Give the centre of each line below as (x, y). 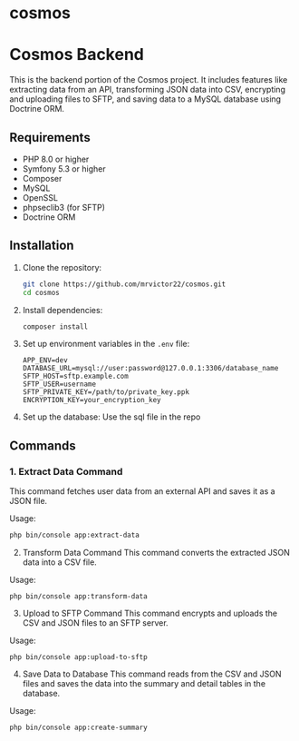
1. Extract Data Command (66, 471)
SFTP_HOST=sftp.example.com (75, 376)
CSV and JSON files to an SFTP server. (96, 622)
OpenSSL (40, 197)
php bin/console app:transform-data (78, 596)
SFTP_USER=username (59, 384)
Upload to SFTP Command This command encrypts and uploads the (150, 613)
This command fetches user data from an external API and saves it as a (142, 491)
